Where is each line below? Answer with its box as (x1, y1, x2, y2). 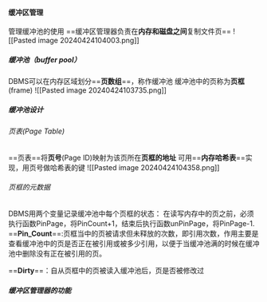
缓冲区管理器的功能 (8, 285, 72, 295)
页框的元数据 (8, 182, 50, 192)
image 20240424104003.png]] (37, 36, 139, 46)
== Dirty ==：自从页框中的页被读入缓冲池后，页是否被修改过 (8, 265, 205, 275)
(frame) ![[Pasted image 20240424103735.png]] (8, 85, 167, 95)
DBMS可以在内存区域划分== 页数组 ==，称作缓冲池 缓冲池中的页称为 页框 (8, 77, 245, 86)
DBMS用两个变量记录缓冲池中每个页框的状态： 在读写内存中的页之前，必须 (8, 209, 254, 218)
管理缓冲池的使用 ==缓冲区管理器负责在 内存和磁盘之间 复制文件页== (8, 26, 231, 36)
